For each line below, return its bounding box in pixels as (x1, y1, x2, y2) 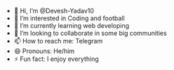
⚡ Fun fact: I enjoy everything (13, 55, 100, 63)
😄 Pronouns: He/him (13, 47, 75, 55)
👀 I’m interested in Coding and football (13, 14, 125, 22)
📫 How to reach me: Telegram (13, 37, 103, 45)
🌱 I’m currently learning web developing (13, 22, 130, 29)
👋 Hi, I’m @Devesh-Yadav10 (13, 7, 95, 15)
